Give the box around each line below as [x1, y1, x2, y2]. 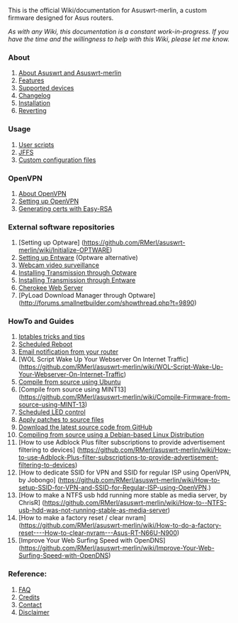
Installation [18, 99, 51, 107]
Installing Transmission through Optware [18, 269, 137, 277]
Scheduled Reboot [18, 340, 73, 349]
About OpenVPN [18, 189, 67, 197]
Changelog [18, 92, 51, 100]
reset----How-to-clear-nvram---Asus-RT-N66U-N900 [18, 529, 178, 537]
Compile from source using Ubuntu [18, 378, 121, 386]
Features [18, 76, 45, 85]
